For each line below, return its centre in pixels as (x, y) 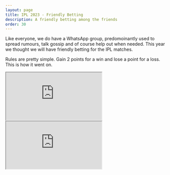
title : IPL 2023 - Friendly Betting (44, 15)
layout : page (19, 10)
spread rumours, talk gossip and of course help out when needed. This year (85, 44)
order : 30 (16, 24)
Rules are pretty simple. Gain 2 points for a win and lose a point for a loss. (83, 60)
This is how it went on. (29, 65)
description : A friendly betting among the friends (61, 19)
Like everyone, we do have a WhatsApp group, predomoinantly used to (80, 39)
